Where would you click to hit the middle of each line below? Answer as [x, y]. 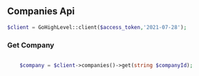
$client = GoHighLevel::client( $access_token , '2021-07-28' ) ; [97, 27]
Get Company [31, 45]
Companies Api [41, 11]
